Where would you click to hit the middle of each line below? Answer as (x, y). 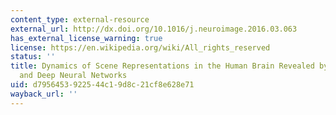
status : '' (33, 57)
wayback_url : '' (44, 94)
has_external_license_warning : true (86, 38)
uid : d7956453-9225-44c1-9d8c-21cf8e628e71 (102, 85)
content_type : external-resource (80, 19)
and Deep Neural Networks (73, 76)
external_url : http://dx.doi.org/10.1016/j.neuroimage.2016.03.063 (154, 29)
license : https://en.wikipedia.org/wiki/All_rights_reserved (140, 47)
